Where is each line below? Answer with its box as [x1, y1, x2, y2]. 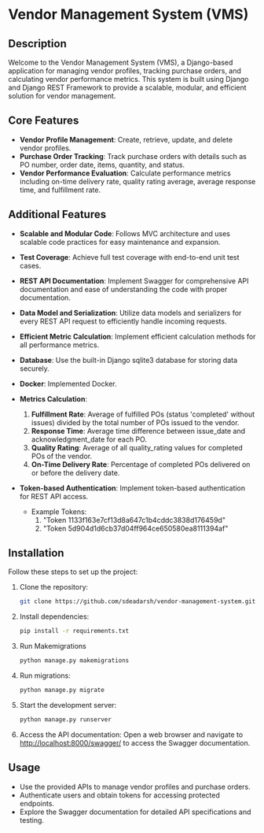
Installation [8, 546, 64, 560]
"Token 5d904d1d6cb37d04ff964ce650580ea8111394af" [42, 524, 229, 533]
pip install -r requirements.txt [19, 628, 130, 635]
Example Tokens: [31, 506, 87, 516]
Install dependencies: [19, 612, 90, 621]
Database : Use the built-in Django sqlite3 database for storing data [19, 355, 238, 365]
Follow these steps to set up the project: [8, 567, 138, 576]
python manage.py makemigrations [19, 657, 130, 665]
